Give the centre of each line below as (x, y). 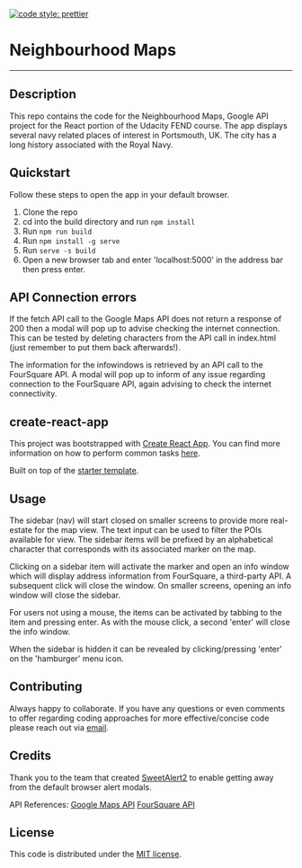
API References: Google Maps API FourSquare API (102, 804)
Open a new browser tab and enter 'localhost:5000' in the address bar (152, 260)
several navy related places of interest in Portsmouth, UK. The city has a (143, 135)
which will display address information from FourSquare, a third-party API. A (151, 576)
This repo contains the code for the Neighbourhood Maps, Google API (139, 116)
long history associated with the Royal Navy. (91, 145)
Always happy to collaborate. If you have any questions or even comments (147, 708)
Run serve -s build (59, 250)
